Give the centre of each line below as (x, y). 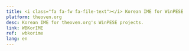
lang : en (17, 39)
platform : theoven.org (34, 17)
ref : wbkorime (25, 33)
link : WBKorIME (25, 28)
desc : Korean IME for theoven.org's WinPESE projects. (75, 22)
